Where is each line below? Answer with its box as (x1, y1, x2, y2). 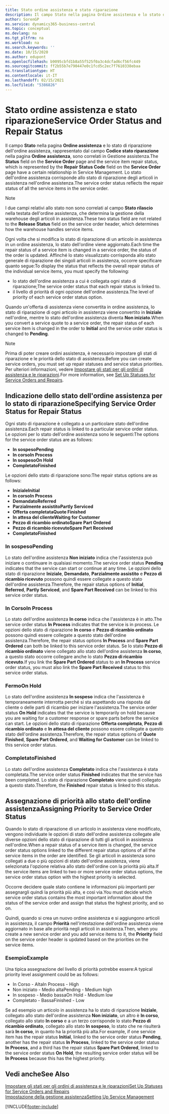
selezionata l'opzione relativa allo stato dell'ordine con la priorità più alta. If (5, 863, 159, 869)
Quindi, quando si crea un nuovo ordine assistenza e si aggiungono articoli (5, 915, 160, 921)
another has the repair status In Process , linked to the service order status (5, 1039, 159, 1045)
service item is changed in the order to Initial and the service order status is (5, 325, 162, 331)
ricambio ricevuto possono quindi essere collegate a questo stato (5, 576, 142, 582)
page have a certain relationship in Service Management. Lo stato (5, 169, 142, 175)
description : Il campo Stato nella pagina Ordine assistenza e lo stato (5, 12, 161, 17)
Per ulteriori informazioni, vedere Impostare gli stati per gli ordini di (5, 366, 144, 372)
